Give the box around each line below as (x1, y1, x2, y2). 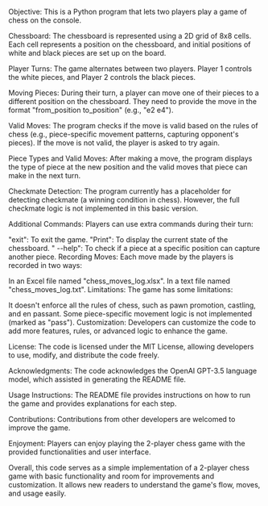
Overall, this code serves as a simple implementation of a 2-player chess (8, 463, 249, 472)
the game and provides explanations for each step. (8, 399, 177, 408)
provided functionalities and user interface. (8, 447, 151, 457)
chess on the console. (8, 15, 82, 25)
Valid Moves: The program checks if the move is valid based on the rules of (8, 121, 259, 130)
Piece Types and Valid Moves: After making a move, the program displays (8, 153, 253, 163)
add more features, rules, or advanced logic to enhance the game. (8, 326, 228, 336)
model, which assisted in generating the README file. (8, 374, 187, 384)
